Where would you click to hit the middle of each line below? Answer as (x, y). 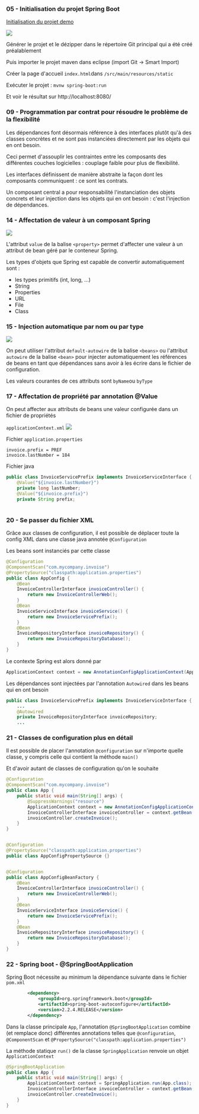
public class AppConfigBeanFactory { (53, 877)
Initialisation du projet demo (40, 22)
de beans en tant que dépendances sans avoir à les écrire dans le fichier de (99, 363)
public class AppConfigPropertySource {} (58, 856)
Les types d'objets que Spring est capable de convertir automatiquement (95, 262)
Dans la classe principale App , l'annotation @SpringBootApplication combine (98, 1027)
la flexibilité (23, 119)
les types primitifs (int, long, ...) (52, 279)
